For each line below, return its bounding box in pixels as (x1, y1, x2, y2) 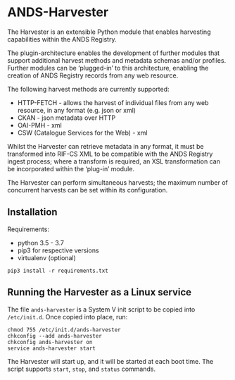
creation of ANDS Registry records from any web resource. (7, 71, 179, 80)
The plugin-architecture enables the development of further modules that (7, 49, 220, 57)
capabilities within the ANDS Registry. (7, 35, 117, 43)
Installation (7, 206, 58, 219)
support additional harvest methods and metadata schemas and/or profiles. (7, 56, 227, 64)
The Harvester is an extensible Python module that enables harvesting (7, 27, 211, 36)
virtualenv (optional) (17, 253, 76, 262)
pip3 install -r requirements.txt (7, 267, 109, 274)
